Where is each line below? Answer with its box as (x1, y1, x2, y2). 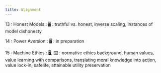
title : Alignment (5, 7, 41, 12)
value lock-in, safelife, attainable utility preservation (5, 62, 111, 68)
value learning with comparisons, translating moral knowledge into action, (5, 57, 157, 63)
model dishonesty (5, 28, 42, 34)
